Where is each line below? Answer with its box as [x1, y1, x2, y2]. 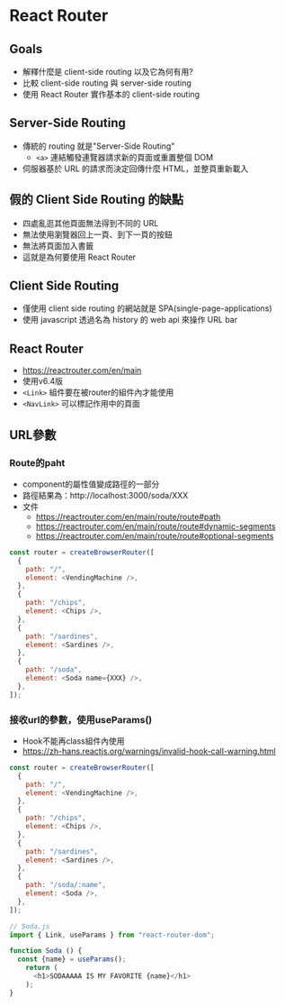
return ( [25, 964, 58, 973]
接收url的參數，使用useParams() [9, 713, 153, 726]
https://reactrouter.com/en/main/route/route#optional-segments [35, 530, 274, 541]
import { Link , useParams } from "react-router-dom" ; [9, 930, 216, 939]
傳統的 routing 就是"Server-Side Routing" [22, 141, 175, 151]
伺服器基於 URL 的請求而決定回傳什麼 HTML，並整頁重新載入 [22, 163, 249, 174]
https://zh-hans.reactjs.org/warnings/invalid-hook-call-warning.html [22, 745, 276, 756]
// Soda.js [9, 921, 50, 931]
